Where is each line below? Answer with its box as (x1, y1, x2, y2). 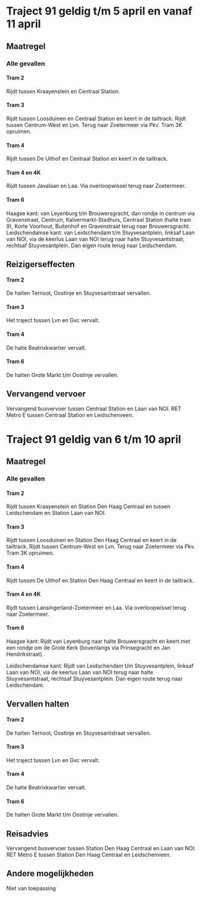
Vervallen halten (6, 699, 69, 709)
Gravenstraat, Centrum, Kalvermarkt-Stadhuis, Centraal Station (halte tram (6, 216, 192, 223)
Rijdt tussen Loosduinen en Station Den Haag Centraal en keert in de (6, 537, 177, 544)
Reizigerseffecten (6, 259, 75, 270)
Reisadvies (6, 829, 49, 839)
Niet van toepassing (6, 884, 56, 892)
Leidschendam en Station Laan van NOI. (6, 509, 106, 517)
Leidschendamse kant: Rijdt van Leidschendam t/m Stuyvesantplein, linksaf (6, 662, 194, 670)
